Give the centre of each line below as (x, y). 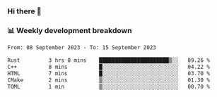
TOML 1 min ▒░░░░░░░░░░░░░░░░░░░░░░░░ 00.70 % (109, 86)
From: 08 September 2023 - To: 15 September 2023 (82, 48)
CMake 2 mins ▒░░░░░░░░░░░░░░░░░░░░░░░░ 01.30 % (109, 80)
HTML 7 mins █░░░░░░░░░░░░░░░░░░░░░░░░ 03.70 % (109, 73)
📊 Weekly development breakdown (70, 30)
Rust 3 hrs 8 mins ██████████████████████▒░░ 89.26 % (109, 60)
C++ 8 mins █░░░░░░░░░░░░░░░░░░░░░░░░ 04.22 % (109, 67)
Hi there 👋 (25, 11)
